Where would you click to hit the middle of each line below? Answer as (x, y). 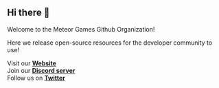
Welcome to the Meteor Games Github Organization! (81, 29)
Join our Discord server (41, 70)
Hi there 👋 (28, 13)
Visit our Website (32, 63)
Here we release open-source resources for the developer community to (110, 43)
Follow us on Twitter (36, 78)
